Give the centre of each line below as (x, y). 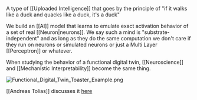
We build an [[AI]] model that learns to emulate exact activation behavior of (97, 26)
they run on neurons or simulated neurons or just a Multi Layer (82, 44)
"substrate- (156, 32)
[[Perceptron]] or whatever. (39, 51)
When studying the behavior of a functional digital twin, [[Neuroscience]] (95, 62)
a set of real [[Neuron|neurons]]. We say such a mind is (73, 32)
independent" (23, 38)
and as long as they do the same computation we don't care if (116, 38)
